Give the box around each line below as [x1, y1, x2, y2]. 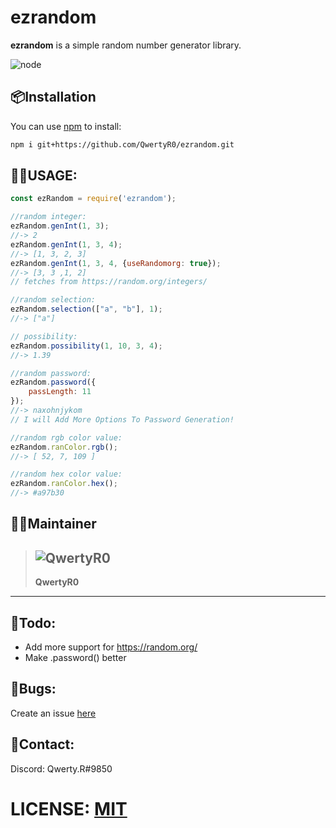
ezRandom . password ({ [10, 377, 97, 388]
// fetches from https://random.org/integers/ [10, 277, 208, 287]
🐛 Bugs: [10, 681, 57, 698]
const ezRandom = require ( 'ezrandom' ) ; [10, 194, 177, 204]
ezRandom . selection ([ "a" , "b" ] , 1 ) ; [10, 304, 163, 315]
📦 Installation [10, 89, 97, 106]
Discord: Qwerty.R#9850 [10, 762, 113, 775]
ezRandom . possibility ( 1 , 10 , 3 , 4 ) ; [10, 341, 163, 351]
